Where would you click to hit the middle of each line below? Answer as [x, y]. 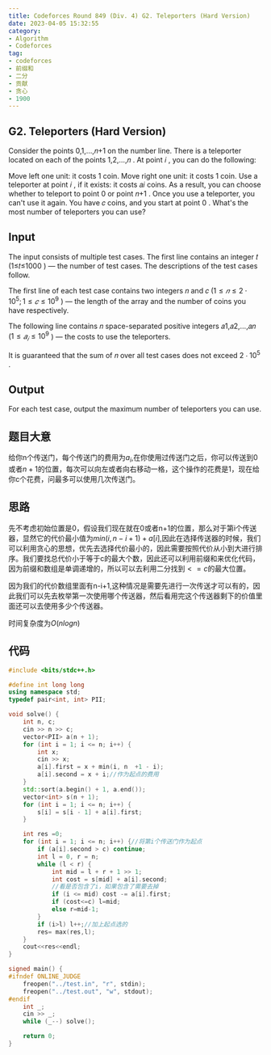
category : [25, 31]
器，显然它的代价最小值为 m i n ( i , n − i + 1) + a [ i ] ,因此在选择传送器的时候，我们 [135, 538]
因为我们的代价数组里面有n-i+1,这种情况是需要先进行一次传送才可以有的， [131, 585]
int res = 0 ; [43, 834]
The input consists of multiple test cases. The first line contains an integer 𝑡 [133, 256]
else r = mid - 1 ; [75, 909]
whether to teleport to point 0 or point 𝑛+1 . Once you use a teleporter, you [132, 194]
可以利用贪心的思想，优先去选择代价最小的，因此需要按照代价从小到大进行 [132, 548]
